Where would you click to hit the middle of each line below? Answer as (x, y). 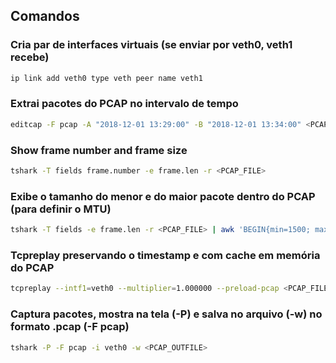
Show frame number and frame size (99, 150)
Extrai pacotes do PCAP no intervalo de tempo (124, 104)
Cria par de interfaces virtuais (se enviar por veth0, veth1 (151, 45)
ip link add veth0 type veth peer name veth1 (106, 78)
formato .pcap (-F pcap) (70, 327)
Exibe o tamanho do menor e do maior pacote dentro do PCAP (163, 196)
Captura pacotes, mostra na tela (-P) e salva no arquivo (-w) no (166, 314)
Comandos (45, 16)
